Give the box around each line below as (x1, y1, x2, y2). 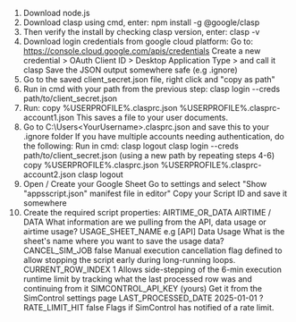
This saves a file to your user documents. (76, 112, 229, 123)
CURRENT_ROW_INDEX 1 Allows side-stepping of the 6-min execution (22, 264, 283, 275)
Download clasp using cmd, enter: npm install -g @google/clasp (22, 17, 260, 28)
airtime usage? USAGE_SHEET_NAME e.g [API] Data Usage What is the (22, 226, 285, 236)
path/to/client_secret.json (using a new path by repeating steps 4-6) (22, 150, 275, 160)
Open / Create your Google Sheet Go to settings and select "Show (22, 179, 267, 189)
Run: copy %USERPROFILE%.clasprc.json (22, 103, 178, 113)
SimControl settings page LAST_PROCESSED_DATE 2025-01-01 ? (22, 292, 264, 303)
